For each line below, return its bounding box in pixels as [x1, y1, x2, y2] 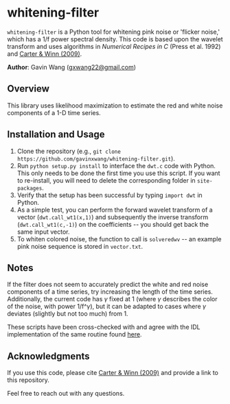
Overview [7, 83, 50, 94]
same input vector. [16, 228, 70, 236]
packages [16, 185, 43, 192]
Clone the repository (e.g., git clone [16, 147, 122, 155]
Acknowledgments [7, 350, 91, 362]
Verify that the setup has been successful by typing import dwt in [16, 191, 203, 199]
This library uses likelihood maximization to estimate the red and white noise [7, 101, 223, 110]
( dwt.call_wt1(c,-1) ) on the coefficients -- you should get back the [16, 220, 209, 228]
